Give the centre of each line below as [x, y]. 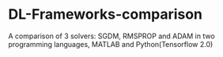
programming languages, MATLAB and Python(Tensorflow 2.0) [111, 44]
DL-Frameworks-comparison [106, 14]
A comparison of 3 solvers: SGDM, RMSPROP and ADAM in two [111, 36]
